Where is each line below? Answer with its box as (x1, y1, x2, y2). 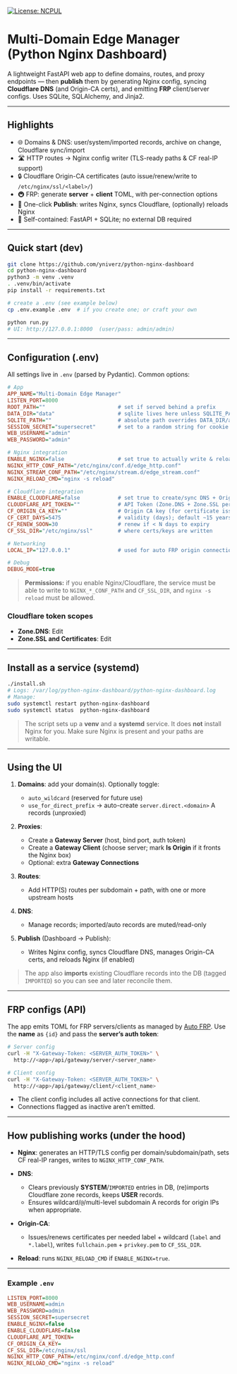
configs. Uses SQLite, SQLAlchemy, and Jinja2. (7, 92, 145, 100)
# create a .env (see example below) (7, 300, 119, 307)
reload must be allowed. (24, 594, 95, 602)
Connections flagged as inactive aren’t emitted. (17, 1103, 155, 1111)
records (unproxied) (28, 809, 87, 817)
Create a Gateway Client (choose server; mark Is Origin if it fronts (28, 843, 221, 852)
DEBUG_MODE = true (7, 566, 55, 573)
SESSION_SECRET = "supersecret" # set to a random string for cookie (7, 423, 229, 430)
